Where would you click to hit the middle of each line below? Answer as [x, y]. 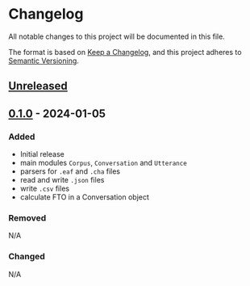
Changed [27, 257]
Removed [27, 217]
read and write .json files [62, 180]
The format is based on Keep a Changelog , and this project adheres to [125, 52]
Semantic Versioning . [44, 61]
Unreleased [38, 86]
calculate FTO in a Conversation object [84, 197]
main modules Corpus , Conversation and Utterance [103, 163]
